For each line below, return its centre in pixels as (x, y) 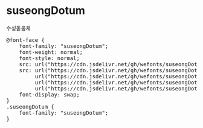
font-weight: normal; (51, 52)
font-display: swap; (49, 94)
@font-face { (26, 40)
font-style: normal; (49, 58)
